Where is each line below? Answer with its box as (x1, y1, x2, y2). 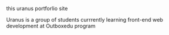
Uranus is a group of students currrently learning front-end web (6, 16, 163, 23)
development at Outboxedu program (6, 23, 96, 29)
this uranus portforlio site (6, 5, 68, 12)
